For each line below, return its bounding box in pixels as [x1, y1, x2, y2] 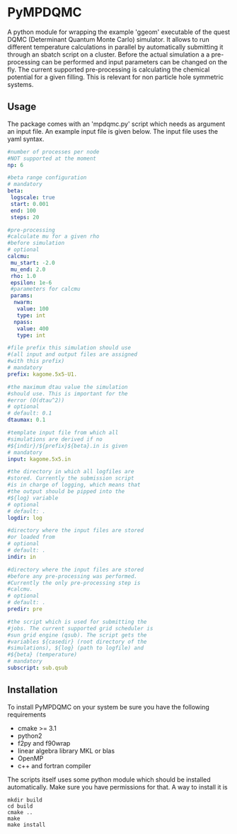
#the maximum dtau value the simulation [7, 383, 129, 390]
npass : [13, 318, 33, 325]
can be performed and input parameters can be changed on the [41, 57, 228, 66]
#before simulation [7, 240, 65, 247]
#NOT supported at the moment [7, 155, 97, 162]
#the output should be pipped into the [7, 488, 125, 495]
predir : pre [7, 606, 42, 613]
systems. [7, 80, 34, 88]
